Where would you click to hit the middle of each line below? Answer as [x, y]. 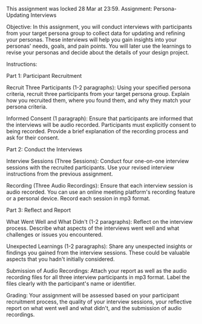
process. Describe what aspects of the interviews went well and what [93, 228]
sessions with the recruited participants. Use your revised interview [90, 167]
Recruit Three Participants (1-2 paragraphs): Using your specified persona [99, 87]
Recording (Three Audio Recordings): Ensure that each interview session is [100, 186]
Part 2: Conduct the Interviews [44, 149]
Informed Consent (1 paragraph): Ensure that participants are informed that [100, 118]
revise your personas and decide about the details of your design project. [98, 52]
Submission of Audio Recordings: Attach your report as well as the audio [96, 271]
